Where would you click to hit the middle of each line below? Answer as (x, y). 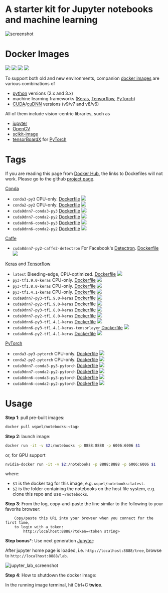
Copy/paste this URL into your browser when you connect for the (84, 518)
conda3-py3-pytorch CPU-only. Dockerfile (55, 353)
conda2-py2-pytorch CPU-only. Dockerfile (55, 359)
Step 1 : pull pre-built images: (35, 418)
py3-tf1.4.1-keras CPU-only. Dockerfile (54, 292)
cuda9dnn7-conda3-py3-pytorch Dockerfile (55, 365)
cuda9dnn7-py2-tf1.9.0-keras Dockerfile (54, 304)
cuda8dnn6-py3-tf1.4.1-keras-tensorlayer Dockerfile (67, 327)
